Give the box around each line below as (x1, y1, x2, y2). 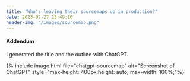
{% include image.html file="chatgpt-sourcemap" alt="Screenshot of (6, 62, 175, 69)
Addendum (6, 38, 34, 45)
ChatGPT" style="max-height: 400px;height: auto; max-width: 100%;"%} (6, 68, 185, 75)
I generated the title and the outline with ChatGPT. (6, 50, 129, 58)
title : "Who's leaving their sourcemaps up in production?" (6, 8, 159, 15)
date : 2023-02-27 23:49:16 (6, 14, 73, 20)
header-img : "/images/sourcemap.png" (6, 19, 100, 25)
